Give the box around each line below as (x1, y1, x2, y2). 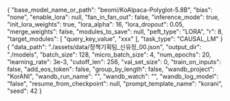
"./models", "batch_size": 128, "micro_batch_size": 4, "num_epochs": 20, (7, 50, 211, 59)
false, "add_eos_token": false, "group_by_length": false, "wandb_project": (7, 65, 215, 73)
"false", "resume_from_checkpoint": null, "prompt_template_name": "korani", (7, 80, 223, 87)
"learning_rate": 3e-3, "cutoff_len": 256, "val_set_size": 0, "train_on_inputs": (7, 58, 221, 66)
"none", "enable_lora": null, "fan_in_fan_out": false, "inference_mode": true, (7, 13, 220, 21)
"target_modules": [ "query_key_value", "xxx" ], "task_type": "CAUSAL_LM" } (7, 35, 223, 43)
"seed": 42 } (7, 87, 43, 95)
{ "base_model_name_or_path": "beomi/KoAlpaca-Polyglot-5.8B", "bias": (7, 6, 213, 14)
